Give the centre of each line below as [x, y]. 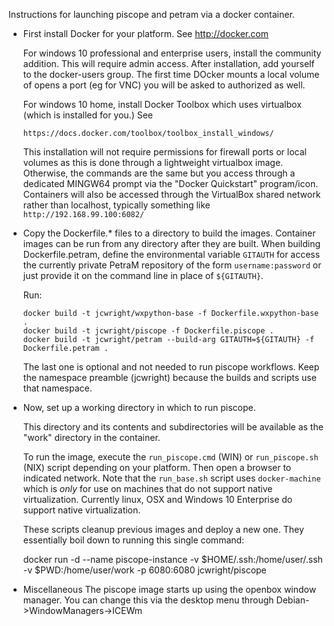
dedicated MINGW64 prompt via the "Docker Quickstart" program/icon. [170, 183]
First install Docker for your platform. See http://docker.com [145, 33]
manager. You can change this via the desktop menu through [148, 600]
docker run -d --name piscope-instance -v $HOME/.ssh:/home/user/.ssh [172, 559]
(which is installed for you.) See [88, 115]
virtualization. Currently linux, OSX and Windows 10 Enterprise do [157, 499]
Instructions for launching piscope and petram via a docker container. [151, 14]
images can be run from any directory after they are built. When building [171, 243]
